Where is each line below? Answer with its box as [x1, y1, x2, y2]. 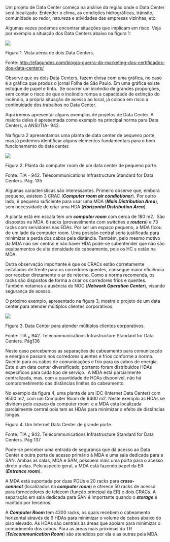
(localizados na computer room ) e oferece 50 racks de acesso [24, 484, 156, 489]
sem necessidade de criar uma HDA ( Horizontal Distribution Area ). [5, 204, 147, 210]
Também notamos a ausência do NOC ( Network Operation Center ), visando [5, 283, 165, 289]
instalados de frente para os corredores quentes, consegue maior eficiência [5, 267, 164, 272]
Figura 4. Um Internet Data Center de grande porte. [5, 422, 113, 427]
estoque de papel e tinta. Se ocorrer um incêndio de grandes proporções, [5, 86, 161, 91]
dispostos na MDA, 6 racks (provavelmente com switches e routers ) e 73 [5, 219, 158, 225]
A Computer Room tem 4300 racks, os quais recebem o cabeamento [5, 509, 151, 515]
